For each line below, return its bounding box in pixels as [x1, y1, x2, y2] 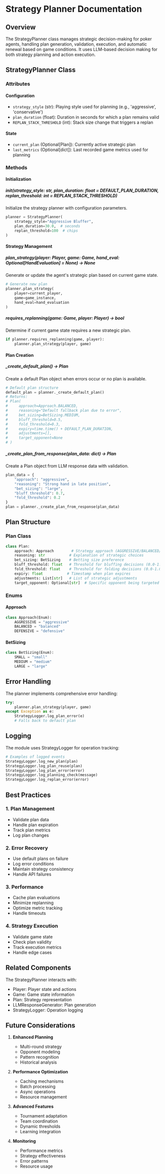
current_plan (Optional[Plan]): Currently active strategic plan [12, 141, 136, 147]
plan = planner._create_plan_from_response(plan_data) [5, 505, 120, 509]
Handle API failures [12, 871, 52, 877]
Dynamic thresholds [20, 1123, 61, 1129]
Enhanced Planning [12, 1034, 53, 1040]
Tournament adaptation [20, 1113, 68, 1119]
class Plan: [5, 544, 30, 549]
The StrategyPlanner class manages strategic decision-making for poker [5, 36, 152, 42]
